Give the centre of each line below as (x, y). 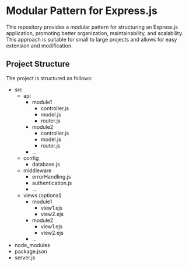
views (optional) (43, 195)
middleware (37, 170)
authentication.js (52, 183)
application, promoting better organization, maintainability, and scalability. (95, 33)
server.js (25, 257)
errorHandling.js (51, 176)
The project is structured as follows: (49, 78)
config (31, 158)
